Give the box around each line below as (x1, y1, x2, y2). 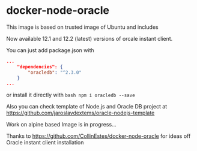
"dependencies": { (17, 64, 63, 70)
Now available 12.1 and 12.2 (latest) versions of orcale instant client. (6, 35, 173, 42)
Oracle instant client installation (6, 139, 84, 146)
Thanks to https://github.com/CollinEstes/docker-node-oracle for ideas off (6, 132, 191, 140)
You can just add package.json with (6, 46, 94, 54)
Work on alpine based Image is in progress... (6, 121, 117, 128)
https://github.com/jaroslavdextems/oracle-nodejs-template (6, 109, 155, 117)
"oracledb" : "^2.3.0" (28, 70, 82, 75)
